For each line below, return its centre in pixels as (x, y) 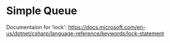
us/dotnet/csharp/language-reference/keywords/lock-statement (85, 33)
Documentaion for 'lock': (37, 27)
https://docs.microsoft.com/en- (107, 27)
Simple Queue (42, 11)
